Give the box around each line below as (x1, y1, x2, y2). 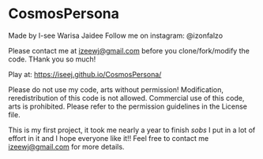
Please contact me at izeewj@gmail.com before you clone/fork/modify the (8, 46, 250, 55)
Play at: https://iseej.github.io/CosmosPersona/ (8, 69, 162, 79)
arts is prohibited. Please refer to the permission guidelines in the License (8, 102, 247, 111)
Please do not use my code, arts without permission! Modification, (8, 84, 224, 94)
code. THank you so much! (8, 54, 96, 64)
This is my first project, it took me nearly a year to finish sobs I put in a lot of (8, 125, 256, 135)
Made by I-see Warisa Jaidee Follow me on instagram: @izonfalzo (8, 31, 224, 40)
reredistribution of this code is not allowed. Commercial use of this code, (8, 93, 245, 102)
